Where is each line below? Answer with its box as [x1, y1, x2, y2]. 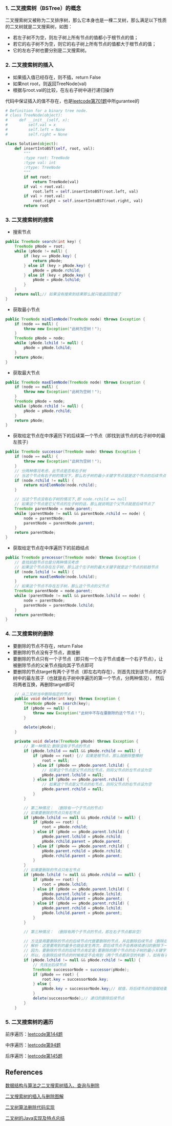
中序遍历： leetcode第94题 [5, 1042, 61, 1048]
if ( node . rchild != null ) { [14, 478, 74, 483]
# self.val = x [5, 122, 56, 128]
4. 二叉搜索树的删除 [5, 630, 54, 637]
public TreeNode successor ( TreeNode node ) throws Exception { [5, 449, 141, 455]
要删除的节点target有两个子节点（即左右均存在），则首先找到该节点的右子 [12, 668, 167, 674]
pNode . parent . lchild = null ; [41, 772, 104, 778]
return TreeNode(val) [32, 179, 79, 184]
